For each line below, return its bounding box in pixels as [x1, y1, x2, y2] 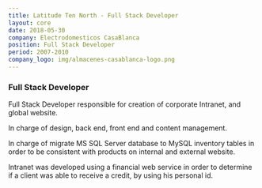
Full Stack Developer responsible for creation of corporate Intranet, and [8, 100, 241, 109]
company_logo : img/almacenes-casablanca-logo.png [8, 56, 176, 64]
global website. [8, 108, 58, 118]
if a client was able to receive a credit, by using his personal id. [8, 171, 214, 180]
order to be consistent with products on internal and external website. [8, 147, 236, 156]
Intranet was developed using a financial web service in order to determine [8, 163, 253, 172]
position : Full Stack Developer [8, 41, 115, 49]
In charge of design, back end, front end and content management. [8, 123, 228, 133]
